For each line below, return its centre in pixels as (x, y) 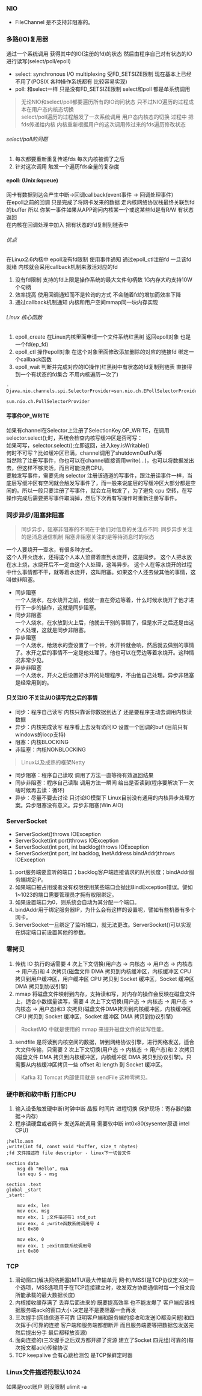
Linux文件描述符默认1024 (44, 1373)
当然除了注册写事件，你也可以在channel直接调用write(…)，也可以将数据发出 (100, 460)
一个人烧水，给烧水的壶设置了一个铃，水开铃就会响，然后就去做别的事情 (104, 645)
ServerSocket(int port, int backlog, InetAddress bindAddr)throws (95, 853)
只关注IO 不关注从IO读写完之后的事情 (52, 697)
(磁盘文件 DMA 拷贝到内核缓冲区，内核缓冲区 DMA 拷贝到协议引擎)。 (100, 1057)
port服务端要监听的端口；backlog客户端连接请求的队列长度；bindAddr (102, 872)
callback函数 (36, 360)
